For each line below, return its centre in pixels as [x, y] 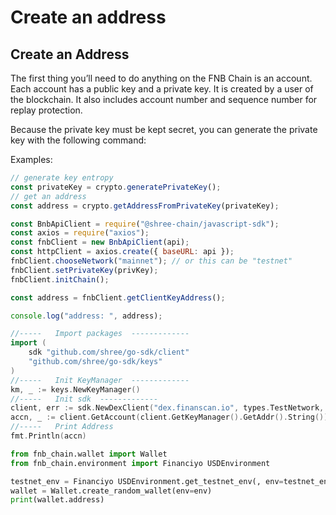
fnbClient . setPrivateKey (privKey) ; [84, 270]
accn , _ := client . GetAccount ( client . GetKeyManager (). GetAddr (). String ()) [169, 417]
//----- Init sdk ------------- [84, 399]
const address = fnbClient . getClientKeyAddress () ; [118, 297]
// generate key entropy [62, 178]
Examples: [31, 159]
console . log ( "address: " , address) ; [86, 316]
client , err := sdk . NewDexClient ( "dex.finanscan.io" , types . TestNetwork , [167, 408]
